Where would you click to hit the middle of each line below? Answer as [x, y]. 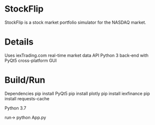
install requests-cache [27, 98]
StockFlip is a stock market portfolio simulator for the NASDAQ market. [76, 22]
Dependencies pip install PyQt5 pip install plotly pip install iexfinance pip [77, 94]
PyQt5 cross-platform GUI [31, 60]
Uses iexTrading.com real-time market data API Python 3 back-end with [77, 55]
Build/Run [25, 80]
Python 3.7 [15, 108]
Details [19, 42]
